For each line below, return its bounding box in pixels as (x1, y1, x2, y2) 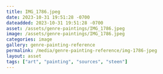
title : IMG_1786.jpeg (6, 8, 61, 15)
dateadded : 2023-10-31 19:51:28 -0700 (6, 20, 103, 26)
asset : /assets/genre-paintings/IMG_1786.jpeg (6, 25, 125, 32)
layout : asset (6, 53, 42, 59)
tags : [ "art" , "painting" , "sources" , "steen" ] (6, 58, 128, 64)
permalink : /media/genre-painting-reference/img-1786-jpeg (6, 48, 158, 54)
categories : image (6, 36, 52, 42)
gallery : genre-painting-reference (6, 42, 96, 48)
